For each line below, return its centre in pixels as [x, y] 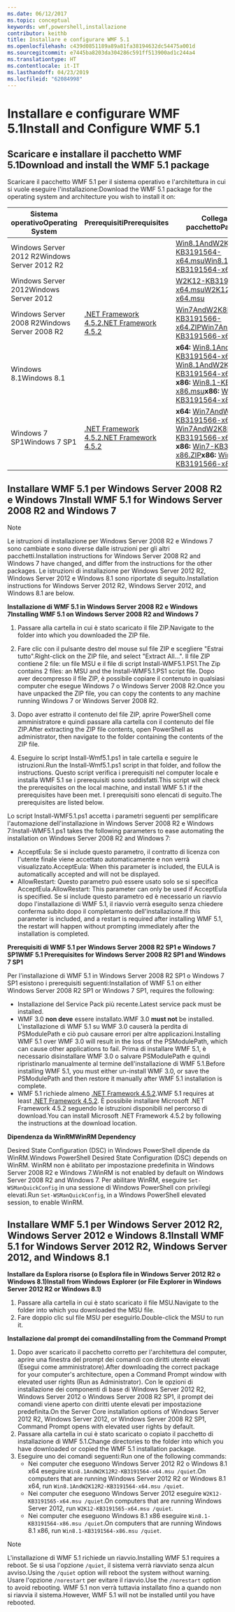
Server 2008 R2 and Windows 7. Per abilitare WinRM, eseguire [97, 1180]
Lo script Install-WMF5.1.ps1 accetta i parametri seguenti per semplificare [113, 816]
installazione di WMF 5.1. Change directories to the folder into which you [120, 1441]
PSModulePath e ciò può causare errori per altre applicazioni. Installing [119, 1034]
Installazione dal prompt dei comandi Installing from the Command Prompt [117, 1339]
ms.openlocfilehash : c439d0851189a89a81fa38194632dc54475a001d [101, 46]
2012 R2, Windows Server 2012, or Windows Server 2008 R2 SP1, [112, 1419]
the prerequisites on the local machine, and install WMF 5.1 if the [110, 788]
